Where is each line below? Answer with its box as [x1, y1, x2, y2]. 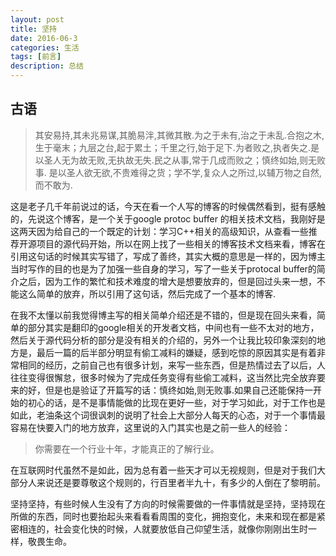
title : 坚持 [10, 24, 57, 34]
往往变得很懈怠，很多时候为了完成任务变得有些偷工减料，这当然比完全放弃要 [10, 371, 326, 383]
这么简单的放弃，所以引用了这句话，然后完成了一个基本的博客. [18, 287, 277, 300]
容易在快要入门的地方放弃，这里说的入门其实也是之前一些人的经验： [10, 421, 291, 433]
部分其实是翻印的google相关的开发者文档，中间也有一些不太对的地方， [27, 321, 320, 333]
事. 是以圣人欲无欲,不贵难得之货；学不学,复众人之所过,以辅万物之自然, [34, 166, 322, 178]
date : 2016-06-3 [10, 33, 78, 43]
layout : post [10, 14, 65, 25]
